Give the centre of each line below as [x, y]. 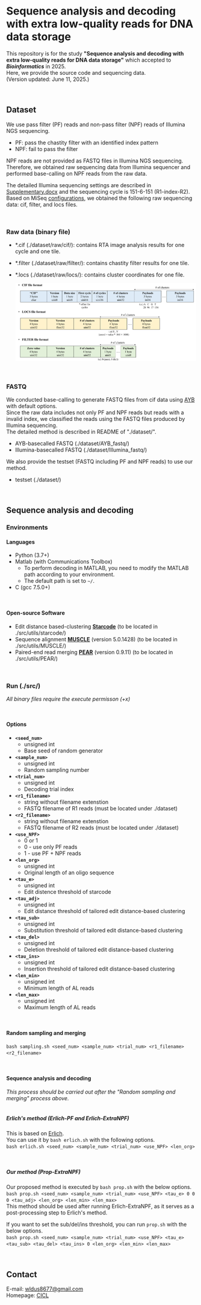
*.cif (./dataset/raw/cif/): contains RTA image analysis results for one [100, 245]
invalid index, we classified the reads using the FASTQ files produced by [96, 418]
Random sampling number [57, 770]
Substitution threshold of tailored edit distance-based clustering [103, 931]
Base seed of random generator [63, 751]
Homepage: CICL [28, 1295]
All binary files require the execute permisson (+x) [68, 699]
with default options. [32, 406]
